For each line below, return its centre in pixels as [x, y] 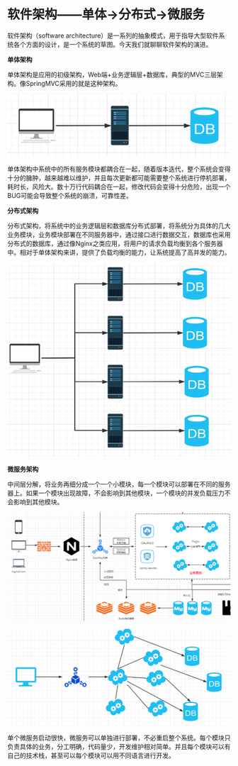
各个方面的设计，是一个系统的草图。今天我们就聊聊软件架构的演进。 [113, 44]
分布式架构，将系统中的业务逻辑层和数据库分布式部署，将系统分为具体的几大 [119, 226]
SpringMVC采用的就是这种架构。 [74, 83]
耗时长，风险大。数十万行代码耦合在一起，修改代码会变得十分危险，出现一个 [119, 187]
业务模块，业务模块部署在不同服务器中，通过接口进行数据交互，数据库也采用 [119, 235]
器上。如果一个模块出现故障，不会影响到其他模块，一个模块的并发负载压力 [116, 493]
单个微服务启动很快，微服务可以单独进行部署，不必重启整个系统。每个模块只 [119, 738]
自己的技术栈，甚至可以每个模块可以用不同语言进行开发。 [91, 755]
